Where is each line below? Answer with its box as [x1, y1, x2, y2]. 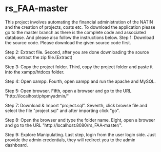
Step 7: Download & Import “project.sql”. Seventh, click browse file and [5, 102, 147, 108]
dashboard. [5, 142, 28, 148]
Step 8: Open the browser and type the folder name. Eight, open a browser [5, 117, 155, 123]
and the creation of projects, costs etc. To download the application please [5, 24, 156, 30]
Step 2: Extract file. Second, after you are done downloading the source [5, 49, 149, 55]
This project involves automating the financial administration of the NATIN [5, 19, 153, 25]
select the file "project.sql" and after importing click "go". [5, 108, 120, 114]
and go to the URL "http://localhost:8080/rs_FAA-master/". [5, 122, 123, 128]
